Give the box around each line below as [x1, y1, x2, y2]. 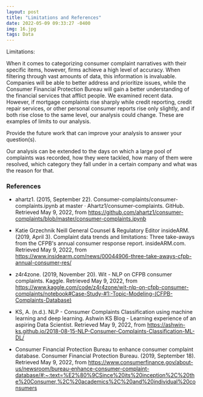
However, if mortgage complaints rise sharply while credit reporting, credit [6, 98, 192, 106]
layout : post [6, 8, 39, 15]
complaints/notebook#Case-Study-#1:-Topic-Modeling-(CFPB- [15, 290, 173, 298]
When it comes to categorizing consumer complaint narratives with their [6, 60, 187, 67]
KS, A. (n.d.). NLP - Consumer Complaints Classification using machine [15, 309, 193, 316]
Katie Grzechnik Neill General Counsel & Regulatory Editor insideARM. [15, 227, 190, 234]
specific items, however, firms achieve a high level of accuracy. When [6, 66, 181, 73]
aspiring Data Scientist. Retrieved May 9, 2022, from [15, 321, 146, 329]
